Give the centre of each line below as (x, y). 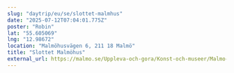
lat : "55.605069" (32, 33)
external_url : (28, 59)
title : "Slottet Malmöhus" (46, 53)
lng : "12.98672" (31, 40)
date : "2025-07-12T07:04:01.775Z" (57, 20)
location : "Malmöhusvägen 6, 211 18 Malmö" (71, 46)
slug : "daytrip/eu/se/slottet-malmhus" (65, 14)
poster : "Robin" (31, 26)
